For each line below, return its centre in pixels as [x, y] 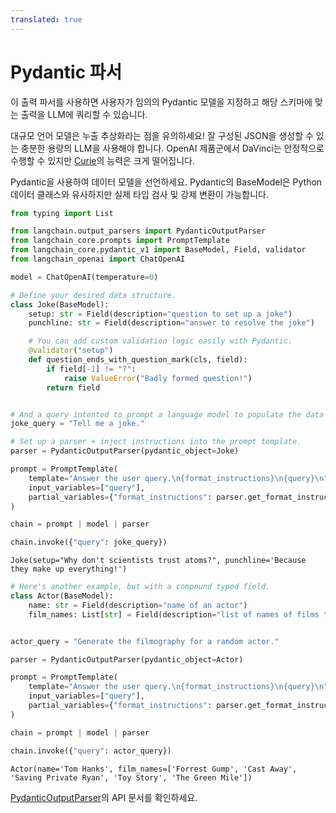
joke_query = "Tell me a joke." [77, 424]
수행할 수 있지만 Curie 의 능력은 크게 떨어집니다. [102, 160]
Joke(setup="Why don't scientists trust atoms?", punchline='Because [158, 561]
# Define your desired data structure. [93, 295]
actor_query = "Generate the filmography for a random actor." [145, 641]
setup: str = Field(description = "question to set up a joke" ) [160, 314]
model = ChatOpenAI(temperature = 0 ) [84, 277]
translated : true [46, 19]
